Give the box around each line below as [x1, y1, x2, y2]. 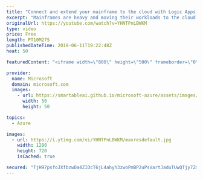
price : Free [6, 31, 36, 37]
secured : [6, 164, 28, 170]
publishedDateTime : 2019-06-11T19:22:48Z [6, 43, 112, 49]
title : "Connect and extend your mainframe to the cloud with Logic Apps [6, 8, 196, 15]
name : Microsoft [11, 76, 53, 82]
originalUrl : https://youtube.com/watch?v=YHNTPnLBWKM [6, 20, 147, 26]
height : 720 [17, 148, 47, 154]
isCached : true [17, 153, 56, 160]
